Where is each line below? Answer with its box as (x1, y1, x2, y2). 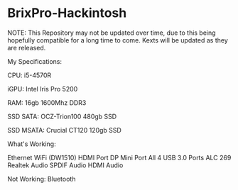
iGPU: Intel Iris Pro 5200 (7, 84, 78, 93)
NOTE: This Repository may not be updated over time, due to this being (7, 28, 216, 37)
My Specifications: (7, 57, 63, 65)
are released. (7, 43, 46, 52)
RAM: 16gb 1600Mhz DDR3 (7, 98, 87, 107)
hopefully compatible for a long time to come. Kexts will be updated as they (7, 35, 229, 44)
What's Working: (7, 140, 56, 148)
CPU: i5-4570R (7, 71, 52, 79)
